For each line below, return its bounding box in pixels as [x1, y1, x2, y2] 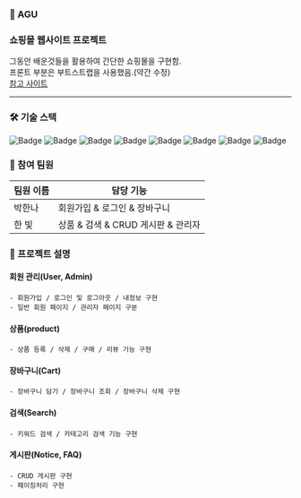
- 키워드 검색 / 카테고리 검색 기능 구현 [9, 429, 138, 438]
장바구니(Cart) [9, 365, 61, 375]
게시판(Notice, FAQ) [9, 450, 82, 460]
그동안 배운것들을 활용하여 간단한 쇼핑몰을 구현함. [9, 56, 182, 66]
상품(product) [9, 322, 60, 334]
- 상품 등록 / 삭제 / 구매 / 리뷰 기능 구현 [9, 345, 152, 355]
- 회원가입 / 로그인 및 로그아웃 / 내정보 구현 [9, 293, 159, 303]
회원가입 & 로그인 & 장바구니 [57, 202, 170, 214]
